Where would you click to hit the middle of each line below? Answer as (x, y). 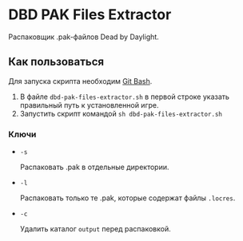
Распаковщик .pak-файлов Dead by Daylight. (84, 37)
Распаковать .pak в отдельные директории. (94, 167)
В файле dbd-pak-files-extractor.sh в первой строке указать (125, 97)
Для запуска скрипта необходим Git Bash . (80, 81)
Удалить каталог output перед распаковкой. (95, 229)
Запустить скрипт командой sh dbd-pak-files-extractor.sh (121, 113)
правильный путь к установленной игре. (89, 105)
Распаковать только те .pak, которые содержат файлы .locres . (127, 198)
